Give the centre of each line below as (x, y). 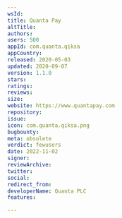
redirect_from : (30, 184)
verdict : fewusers (34, 145)
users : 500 (23, 40)
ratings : (20, 86)
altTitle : (22, 27)
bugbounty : (23, 132)
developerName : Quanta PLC (47, 191)
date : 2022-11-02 (33, 152)
